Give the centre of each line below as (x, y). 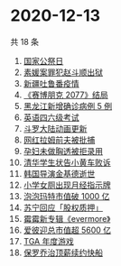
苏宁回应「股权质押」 (63, 207)
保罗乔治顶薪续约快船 (63, 252)
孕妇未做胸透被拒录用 (63, 151)
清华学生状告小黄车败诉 (67, 162)
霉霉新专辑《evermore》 (67, 218)
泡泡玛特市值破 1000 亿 (66, 196)
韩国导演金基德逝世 (59, 173)
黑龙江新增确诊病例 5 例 (67, 105)
